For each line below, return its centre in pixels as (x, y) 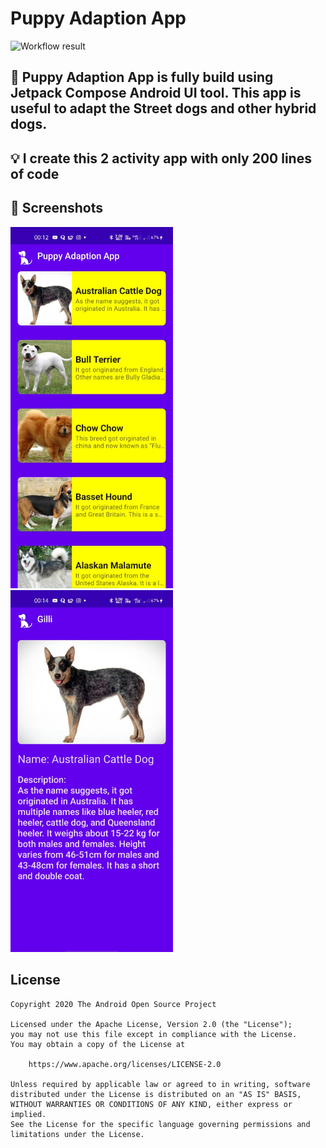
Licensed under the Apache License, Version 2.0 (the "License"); (151, 1024)
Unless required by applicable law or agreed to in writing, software (160, 1084)
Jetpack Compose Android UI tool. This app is (156, 93)
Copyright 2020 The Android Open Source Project (113, 1004)
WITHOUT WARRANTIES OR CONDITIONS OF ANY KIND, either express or (151, 1104)
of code (35, 173)
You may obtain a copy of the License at (98, 1044)
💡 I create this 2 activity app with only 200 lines (161, 158)
